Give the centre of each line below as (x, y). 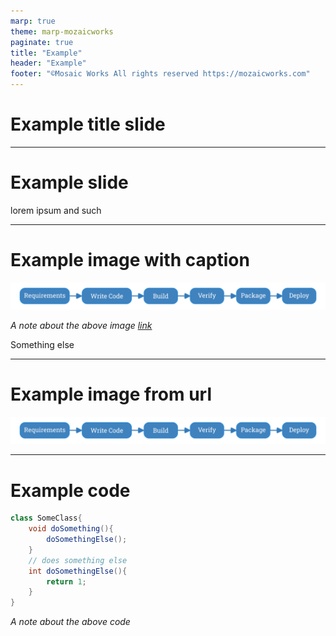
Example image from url (111, 394)
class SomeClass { (46, 518)
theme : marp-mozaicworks (62, 31)
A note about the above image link (81, 326)
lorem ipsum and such (56, 210)
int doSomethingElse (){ (78, 571)
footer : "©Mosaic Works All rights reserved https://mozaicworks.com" (160, 74)
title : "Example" (46, 53)
